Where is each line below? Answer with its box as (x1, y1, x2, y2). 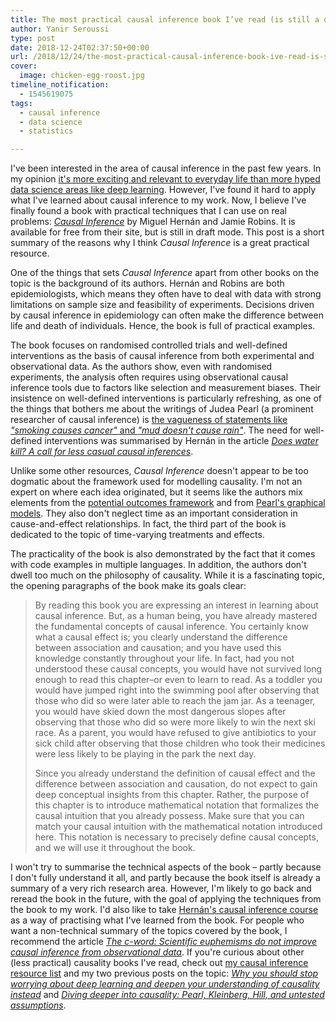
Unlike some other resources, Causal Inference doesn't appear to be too (10, 465, 309, 477)
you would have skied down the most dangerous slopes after (34, 706, 287, 718)
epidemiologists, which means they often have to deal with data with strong (10, 288, 322, 300)
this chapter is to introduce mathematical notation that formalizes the (34, 799, 320, 811)
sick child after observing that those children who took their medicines (34, 737, 326, 750)
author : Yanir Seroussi (10, 24, 110, 34)
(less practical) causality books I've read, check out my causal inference (10, 957, 309, 969)
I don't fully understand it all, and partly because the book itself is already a (10, 872, 321, 884)
